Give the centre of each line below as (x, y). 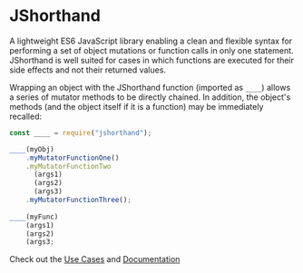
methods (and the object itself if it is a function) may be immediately (137, 106)
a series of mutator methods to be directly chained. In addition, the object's (150, 97)
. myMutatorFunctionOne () (73, 158)
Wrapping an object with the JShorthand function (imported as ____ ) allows (150, 87)
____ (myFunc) (34, 217)
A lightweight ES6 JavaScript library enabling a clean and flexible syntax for (151, 41)
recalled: (26, 116)
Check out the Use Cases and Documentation (95, 259)
